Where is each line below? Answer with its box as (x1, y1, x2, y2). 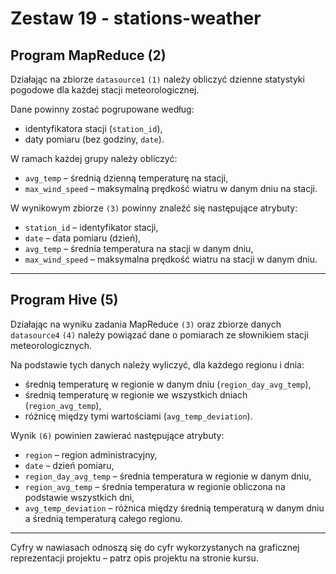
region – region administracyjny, (24, 448, 158, 461)
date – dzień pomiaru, (24, 459, 115, 471)
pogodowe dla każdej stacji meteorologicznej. (10, 84, 200, 96)
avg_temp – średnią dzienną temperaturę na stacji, (24, 172, 229, 184)
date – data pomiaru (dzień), (24, 232, 142, 244)
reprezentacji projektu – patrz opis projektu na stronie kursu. (10, 552, 259, 564)
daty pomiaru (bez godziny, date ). (24, 133, 165, 145)
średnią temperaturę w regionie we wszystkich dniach (24, 388, 248, 401)
